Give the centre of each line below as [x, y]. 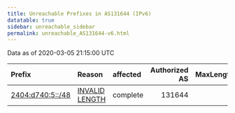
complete [128, 95]
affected [127, 75]
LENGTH [92, 100]
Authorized [169, 70]
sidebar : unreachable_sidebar [51, 27]
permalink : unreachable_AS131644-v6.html [69, 33]
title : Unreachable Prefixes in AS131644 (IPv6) [79, 14]
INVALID [91, 91]
